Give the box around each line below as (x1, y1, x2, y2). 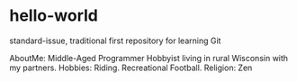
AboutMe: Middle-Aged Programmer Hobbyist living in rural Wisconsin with (9, 52, 289, 63)
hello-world (9, 5, 99, 26)
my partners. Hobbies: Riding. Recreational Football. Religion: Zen (9, 62, 253, 73)
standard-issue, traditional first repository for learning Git (9, 35, 221, 46)
